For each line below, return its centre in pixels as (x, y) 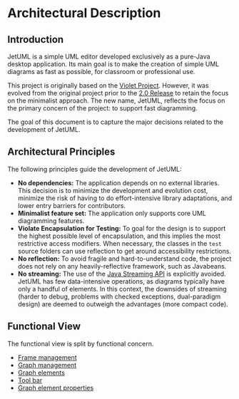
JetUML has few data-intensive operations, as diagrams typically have (121, 281)
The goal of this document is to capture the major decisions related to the (115, 122)
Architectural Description (84, 13)
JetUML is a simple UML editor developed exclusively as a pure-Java (109, 56)
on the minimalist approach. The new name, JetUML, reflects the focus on (116, 100)
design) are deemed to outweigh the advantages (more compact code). (123, 304)
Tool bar (30, 380)
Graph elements (41, 373)
